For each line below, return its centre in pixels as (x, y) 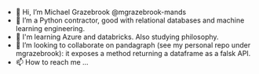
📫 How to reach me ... (52, 62)
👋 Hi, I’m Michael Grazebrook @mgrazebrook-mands (101, 12)
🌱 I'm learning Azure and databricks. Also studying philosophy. (117, 37)
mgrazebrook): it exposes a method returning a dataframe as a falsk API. (133, 53)
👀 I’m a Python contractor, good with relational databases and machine (130, 20)
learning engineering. (50, 28)
